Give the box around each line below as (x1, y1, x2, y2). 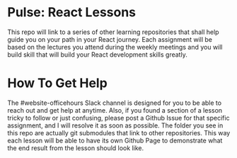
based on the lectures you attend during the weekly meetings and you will (7, 43, 223, 51)
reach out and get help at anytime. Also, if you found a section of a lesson (7, 106, 223, 114)
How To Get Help (7, 75, 108, 91)
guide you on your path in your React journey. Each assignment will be (7, 35, 212, 43)
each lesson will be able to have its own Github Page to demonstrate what (7, 136, 223, 145)
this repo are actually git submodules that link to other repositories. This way (7, 128, 231, 137)
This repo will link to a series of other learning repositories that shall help (7, 28, 219, 36)
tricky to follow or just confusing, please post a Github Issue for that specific (7, 113, 230, 122)
